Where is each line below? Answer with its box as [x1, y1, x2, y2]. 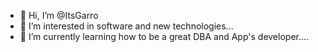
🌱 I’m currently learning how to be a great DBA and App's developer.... [19, 31, 310, 42]
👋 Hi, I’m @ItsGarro [19, 10, 99, 21]
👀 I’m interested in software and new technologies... [19, 20, 234, 32]
